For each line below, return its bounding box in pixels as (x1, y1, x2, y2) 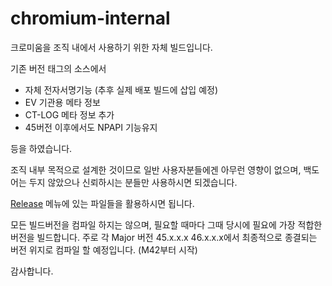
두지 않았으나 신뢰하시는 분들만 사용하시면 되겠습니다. (28, 176, 238, 188)
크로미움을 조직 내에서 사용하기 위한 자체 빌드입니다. (10, 41, 213, 53)
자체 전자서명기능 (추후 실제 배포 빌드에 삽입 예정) (24, 83, 219, 96)
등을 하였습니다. (10, 142, 73, 154)
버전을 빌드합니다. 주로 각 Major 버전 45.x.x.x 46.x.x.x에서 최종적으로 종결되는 (10, 231, 318, 243)
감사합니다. (10, 265, 54, 277)
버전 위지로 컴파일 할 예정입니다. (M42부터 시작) (10, 243, 198, 256)
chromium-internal (10, 7, 171, 30)
